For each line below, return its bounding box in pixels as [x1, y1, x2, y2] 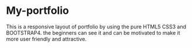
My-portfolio [6, 4, 69, 17]
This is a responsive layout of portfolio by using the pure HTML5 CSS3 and [6, 23, 186, 30]
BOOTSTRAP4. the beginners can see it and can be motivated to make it [6, 29, 180, 36]
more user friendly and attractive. [6, 35, 87, 42]
